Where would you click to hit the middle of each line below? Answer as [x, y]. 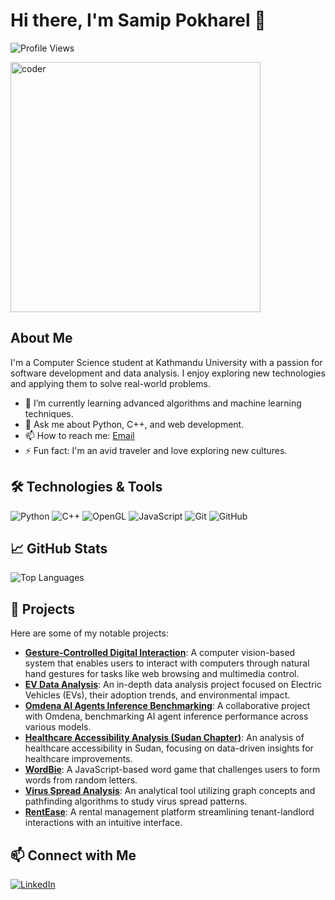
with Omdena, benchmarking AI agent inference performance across [166, 716]
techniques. [49, 413]
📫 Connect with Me [73, 855]
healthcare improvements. [78, 759]
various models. [58, 727]
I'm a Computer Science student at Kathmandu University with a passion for [166, 362]
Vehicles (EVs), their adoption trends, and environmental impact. [157, 695]
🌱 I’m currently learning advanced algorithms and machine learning [163, 403]
